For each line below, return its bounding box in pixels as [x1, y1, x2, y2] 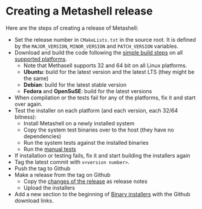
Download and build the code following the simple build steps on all [14, 48, 183, 56]
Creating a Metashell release [5, 4, 153, 18]
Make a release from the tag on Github [14, 171, 111, 178]
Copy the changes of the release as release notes [23, 177, 148, 185]
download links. [14, 197, 54, 204]
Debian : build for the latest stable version [23, 81, 127, 88]
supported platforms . [14, 55, 68, 62]
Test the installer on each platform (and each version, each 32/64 [14, 107, 178, 114]
